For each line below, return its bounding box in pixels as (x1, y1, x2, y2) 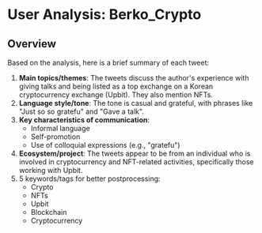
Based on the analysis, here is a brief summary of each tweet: (7, 58, 210, 67)
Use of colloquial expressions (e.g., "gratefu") (30, 141, 180, 149)
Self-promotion (30, 132, 81, 141)
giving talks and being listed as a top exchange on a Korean (18, 81, 214, 91)
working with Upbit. (18, 166, 83, 175)
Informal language (30, 124, 90, 133)
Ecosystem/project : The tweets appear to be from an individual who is (18, 148, 251, 158)
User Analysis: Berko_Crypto (7, 6, 202, 24)
